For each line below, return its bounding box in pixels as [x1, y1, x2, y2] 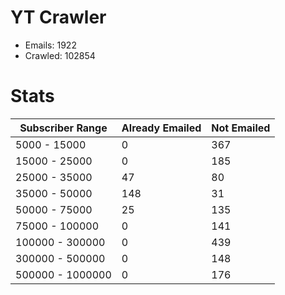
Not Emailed [211, 121, 271, 135]
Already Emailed [121, 121, 202, 135]
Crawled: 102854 [24, 49, 96, 61]
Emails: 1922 [24, 39, 77, 51]
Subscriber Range [19, 121, 108, 135]
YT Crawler [10, 6, 107, 29]
